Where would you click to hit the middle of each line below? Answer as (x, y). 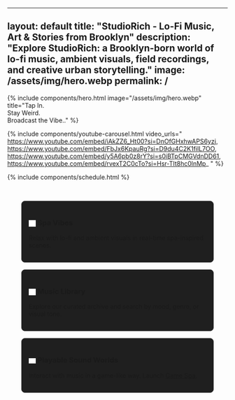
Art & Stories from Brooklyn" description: (99, 37)
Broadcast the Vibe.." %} (43, 120)
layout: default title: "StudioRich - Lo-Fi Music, (111, 26)
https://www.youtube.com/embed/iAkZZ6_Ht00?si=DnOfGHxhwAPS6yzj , (113, 141)
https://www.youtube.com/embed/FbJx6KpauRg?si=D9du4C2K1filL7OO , (112, 148)
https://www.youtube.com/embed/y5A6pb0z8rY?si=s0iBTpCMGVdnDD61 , (114, 156)
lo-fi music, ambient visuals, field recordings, (108, 59)
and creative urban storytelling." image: (96, 70)
